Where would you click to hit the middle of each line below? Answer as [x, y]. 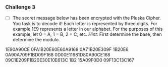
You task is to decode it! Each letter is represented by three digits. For [85, 24]
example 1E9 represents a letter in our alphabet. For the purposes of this [88, 29]
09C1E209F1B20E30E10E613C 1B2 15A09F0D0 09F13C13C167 [70, 60]
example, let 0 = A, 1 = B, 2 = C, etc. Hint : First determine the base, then [87, 34]
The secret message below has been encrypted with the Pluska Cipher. [87, 18]
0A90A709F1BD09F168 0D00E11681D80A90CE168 [58, 55]
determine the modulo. [36, 40]
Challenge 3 [20, 7]
